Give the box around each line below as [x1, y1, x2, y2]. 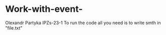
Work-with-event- [5, 3, 83, 15]
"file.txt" [5, 25, 23, 31]
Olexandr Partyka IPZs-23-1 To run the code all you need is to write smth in [5, 20, 161, 26]
